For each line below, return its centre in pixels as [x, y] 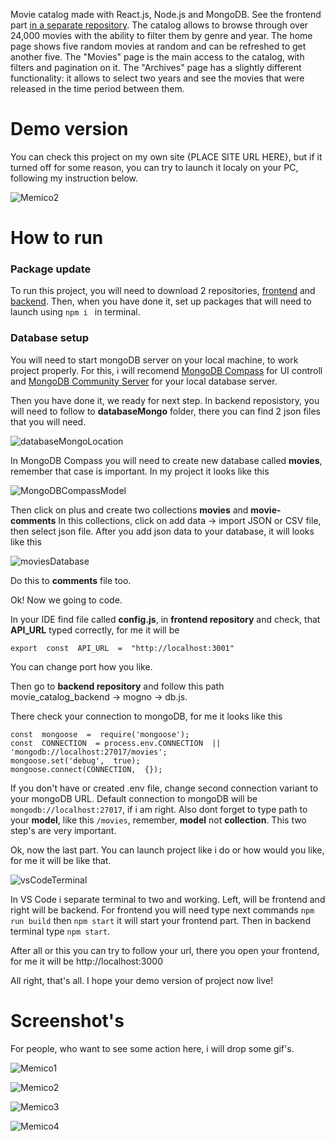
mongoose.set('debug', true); [75, 760]
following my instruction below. [74, 178]
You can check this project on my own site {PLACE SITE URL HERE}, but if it [166, 156]
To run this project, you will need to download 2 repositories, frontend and [163, 291]
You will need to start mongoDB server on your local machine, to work [154, 360]
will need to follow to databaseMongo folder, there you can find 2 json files [165, 411]
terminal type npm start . [60, 931]
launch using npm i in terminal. [75, 312]
